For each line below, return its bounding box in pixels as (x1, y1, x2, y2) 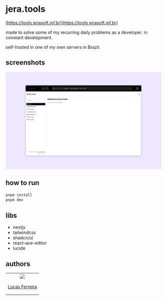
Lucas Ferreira (7, 284, 38, 290)
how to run (5, 179, 40, 187)
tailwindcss (12, 229, 36, 235)
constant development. (5, 35, 53, 40)
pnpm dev (5, 197, 24, 203)
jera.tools (5, 3, 46, 15)
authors (5, 260, 31, 268)
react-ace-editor (12, 240, 47, 246)
